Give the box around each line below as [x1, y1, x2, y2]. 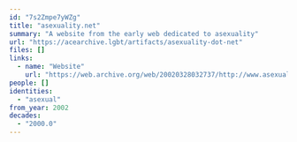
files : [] [9, 46, 46, 55]
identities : [9, 86, 53, 95]
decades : [9, 111, 42, 120]
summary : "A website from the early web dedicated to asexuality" [9, 29, 259, 38]
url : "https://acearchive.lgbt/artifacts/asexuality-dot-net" [9, 37, 243, 47]
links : [9, 54, 34, 63]
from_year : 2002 [9, 103, 69, 112]
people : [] [9, 78, 49, 87]
